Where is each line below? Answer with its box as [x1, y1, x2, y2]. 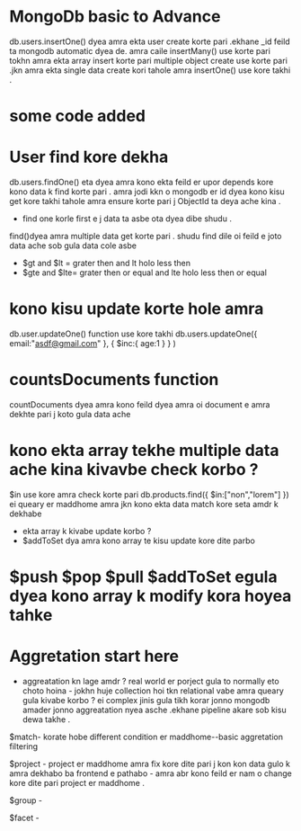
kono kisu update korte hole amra [9, 299, 264, 319]
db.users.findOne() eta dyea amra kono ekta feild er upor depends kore [9, 177, 274, 188]
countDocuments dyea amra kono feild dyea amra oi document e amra [9, 398, 270, 410]
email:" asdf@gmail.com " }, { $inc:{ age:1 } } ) [9, 338, 177, 348]
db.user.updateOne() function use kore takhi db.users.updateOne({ [9, 328, 258, 339]
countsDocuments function [9, 370, 219, 390]
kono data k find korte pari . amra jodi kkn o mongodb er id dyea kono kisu [9, 186, 285, 197]
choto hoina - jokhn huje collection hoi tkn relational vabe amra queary [22, 685, 285, 696]
